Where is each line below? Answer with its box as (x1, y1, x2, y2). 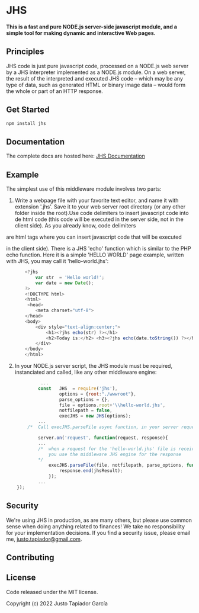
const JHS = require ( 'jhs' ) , (37, 386, 118, 391)
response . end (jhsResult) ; (59, 468, 123, 474)
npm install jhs (6, 120, 46, 126)
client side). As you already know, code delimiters (14, 222, 136, 229)
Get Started (6, 105, 50, 115)
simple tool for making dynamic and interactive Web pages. (6, 29, 156, 36)
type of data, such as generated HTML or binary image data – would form (6, 81, 185, 88)
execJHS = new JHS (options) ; (59, 413, 131, 419)
